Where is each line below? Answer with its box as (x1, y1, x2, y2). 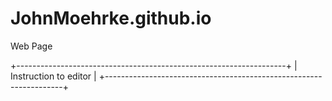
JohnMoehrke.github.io (10, 7, 212, 30)
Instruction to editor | (10, 70, 97, 82)
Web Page (10, 40, 53, 52)
